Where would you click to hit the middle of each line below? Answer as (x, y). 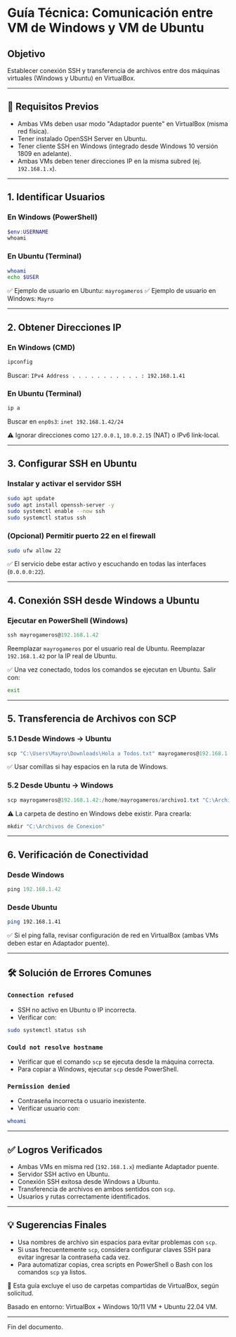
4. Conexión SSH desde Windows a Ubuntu (104, 600)
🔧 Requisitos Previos (53, 107)
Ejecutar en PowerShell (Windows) (68, 620)
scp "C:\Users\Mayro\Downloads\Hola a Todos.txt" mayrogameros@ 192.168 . (116, 753)
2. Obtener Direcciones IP (64, 327)
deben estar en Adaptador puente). (58, 944)
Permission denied (39, 1086)
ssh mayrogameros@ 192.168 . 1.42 (53, 635)
